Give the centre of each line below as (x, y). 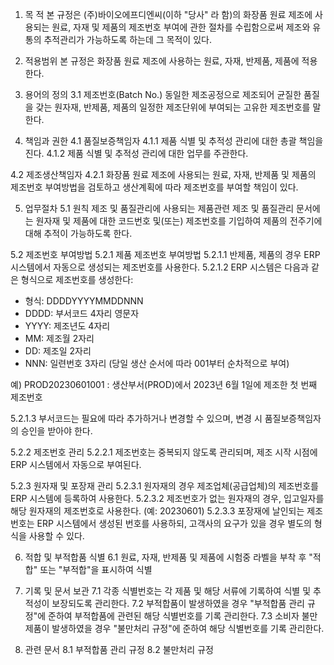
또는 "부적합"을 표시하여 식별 (96, 569)
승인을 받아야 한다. (56, 431)
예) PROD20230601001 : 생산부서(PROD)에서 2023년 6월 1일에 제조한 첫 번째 (164, 384)
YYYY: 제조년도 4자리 (67, 326)
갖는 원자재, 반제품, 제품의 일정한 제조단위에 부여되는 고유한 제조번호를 (173, 107)
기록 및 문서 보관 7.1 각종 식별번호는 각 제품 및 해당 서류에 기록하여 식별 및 (168, 591)
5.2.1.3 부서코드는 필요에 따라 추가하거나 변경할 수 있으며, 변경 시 (136, 418)
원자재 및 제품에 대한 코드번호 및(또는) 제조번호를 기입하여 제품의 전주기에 (179, 221)
